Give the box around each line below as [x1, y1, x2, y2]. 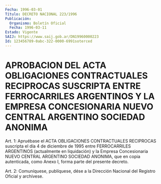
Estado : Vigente [5, 30, 38, 35]
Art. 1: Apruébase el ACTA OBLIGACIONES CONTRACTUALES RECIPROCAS [5, 138, 157, 144]
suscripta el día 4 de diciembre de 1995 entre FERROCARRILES [5, 143, 131, 149]
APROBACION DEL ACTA [5, 59, 107, 71]
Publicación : [5, 16, 32, 21]
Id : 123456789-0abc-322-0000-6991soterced [5, 39, 92, 44]
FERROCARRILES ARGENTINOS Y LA [5, 91, 155, 102]
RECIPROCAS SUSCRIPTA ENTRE [5, 80, 141, 92]
